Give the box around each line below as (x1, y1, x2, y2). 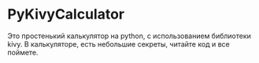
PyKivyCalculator (7, 5, 125, 23)
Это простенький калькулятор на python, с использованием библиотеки (7, 31, 251, 40)
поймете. (7, 47, 39, 57)
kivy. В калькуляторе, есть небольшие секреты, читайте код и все (7, 39, 230, 48)
